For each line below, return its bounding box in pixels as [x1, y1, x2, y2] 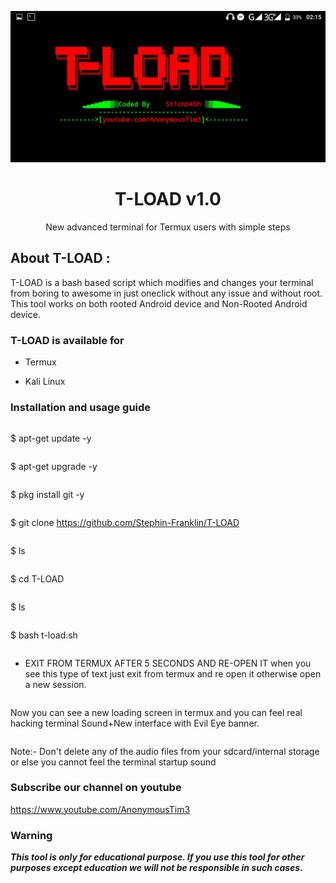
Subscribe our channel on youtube [10, 781, 182, 795]
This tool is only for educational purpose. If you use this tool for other [10, 851, 305, 863]
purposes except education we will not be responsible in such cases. [10, 862, 303, 874]
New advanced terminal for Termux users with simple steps [45, 221, 291, 233]
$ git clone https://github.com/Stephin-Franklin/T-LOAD [10, 516, 240, 528]
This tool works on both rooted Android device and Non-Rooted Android [10, 297, 308, 310]
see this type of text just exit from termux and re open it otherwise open [24, 667, 322, 680]
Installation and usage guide [10, 401, 152, 415]
